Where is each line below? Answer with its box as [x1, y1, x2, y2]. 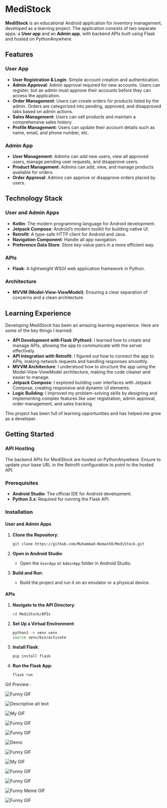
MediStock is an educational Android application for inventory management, [5, 20, 163, 26]
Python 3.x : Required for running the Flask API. [12, 496, 110, 502]
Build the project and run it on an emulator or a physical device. [19, 580, 151, 585]
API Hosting [5, 445, 35, 452]
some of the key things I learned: [5, 327, 73, 333]
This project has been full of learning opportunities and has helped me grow [5, 410, 162, 417]
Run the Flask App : [12, 662, 52, 668]
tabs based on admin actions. [12, 108, 73, 114]
